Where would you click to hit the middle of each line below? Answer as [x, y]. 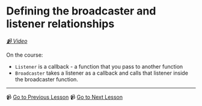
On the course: [25, 55]
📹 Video [17, 41]
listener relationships [60, 24]
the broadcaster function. [46, 79]
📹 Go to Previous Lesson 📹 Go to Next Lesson [65, 97]
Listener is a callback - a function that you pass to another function [99, 66]
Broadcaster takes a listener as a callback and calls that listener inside [101, 73]
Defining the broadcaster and [81, 11]
